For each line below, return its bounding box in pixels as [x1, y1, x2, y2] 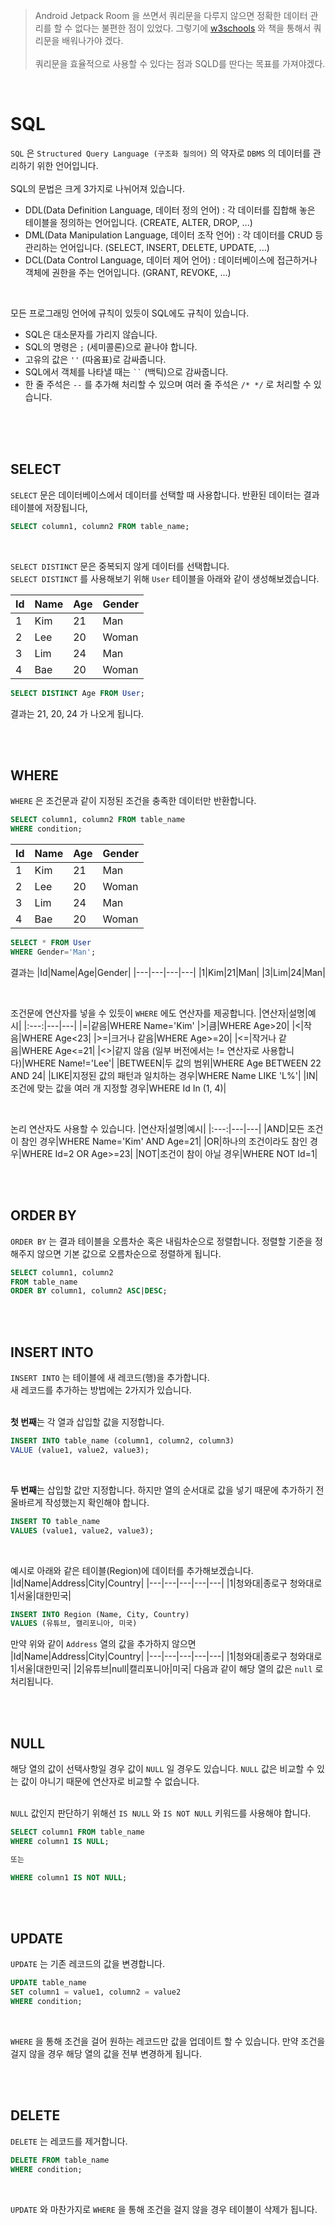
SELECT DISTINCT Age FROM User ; [10, 688, 145, 698]
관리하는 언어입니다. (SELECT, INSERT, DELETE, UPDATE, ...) [24, 241, 270, 253]
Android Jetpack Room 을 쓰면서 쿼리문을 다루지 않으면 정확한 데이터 [34, 10, 308, 21]
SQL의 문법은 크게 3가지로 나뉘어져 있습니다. [10, 182, 185, 194]
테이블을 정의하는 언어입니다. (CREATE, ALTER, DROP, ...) [24, 216, 253, 228]
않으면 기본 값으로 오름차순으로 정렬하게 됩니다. [36, 1247, 222, 1259]
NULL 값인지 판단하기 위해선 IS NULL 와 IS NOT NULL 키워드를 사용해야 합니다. [10, 1807, 312, 1819]
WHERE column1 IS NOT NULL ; [10, 1872, 128, 1883]
